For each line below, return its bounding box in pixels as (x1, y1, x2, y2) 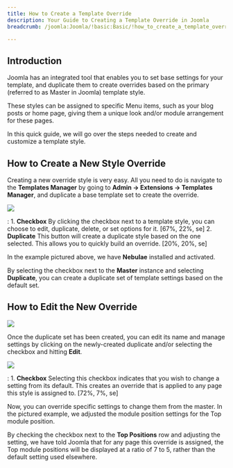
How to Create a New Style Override (7, 157, 166, 169)
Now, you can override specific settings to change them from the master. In (7, 402, 223, 410)
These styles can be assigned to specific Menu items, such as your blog (7, 102, 214, 110)
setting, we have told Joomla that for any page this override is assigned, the (7, 437, 224, 446)
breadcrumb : (7, 23, 42, 30)
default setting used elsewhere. (7, 453, 98, 461)
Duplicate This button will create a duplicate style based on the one (7, 232, 201, 240)
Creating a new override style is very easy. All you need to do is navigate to (7, 176, 223, 184)
